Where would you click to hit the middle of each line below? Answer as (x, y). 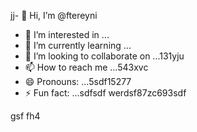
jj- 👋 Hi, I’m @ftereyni (54, 15)
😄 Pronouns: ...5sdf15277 (78, 81)
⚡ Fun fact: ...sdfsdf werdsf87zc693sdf (105, 93)
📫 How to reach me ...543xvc (86, 67)
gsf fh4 (25, 116)
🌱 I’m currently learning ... (78, 45)
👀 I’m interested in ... (67, 34)
